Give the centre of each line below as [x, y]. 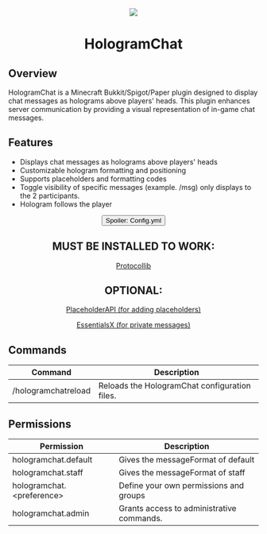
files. [107, 396]
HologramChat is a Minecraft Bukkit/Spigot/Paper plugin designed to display [133, 92]
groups [132, 496]
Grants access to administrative [178, 509]
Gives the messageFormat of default [187, 460]
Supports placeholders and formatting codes [93, 179]
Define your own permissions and [182, 486]
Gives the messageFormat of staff [182, 473]
